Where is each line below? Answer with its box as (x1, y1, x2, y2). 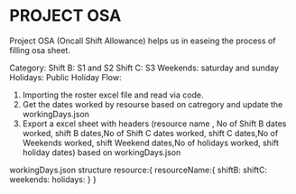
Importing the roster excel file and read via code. (22, 89, 204, 100)
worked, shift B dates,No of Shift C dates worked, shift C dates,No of (22, 127, 279, 138)
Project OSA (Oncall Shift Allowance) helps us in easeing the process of (9, 35, 276, 46)
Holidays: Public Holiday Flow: (9, 71, 122, 82)
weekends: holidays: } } (9, 173, 97, 185)
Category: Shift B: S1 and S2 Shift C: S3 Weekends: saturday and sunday (9, 62, 280, 73)
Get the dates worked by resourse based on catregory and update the (22, 98, 283, 109)
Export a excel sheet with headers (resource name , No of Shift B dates (22, 118, 287, 129)
